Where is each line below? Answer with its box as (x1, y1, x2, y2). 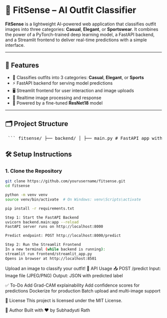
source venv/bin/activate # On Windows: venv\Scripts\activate (5, 197, 141, 202)
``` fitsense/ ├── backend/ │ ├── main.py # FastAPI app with (7, 135, 163, 141)
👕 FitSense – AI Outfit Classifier (5, 4, 137, 16)
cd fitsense (5, 184, 30, 189)
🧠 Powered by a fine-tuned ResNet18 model (12, 100, 103, 106)
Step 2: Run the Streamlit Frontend (5, 242, 81, 247)
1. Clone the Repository (5, 167, 62, 174)
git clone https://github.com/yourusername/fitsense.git (5, 179, 126, 184)
